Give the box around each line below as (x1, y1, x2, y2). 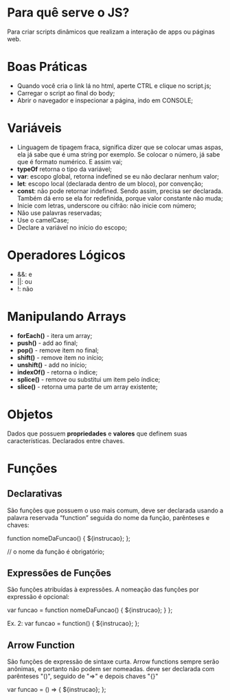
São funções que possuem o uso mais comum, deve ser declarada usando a (7, 506, 224, 515)
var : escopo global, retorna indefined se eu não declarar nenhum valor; (16, 172, 220, 180)
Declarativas (7, 488, 63, 499)
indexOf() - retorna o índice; (16, 368, 98, 376)
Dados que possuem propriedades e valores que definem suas (7, 429, 187, 438)
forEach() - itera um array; (16, 331, 93, 339)
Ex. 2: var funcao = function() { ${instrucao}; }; (7, 620, 139, 628)
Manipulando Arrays (7, 308, 127, 324)
